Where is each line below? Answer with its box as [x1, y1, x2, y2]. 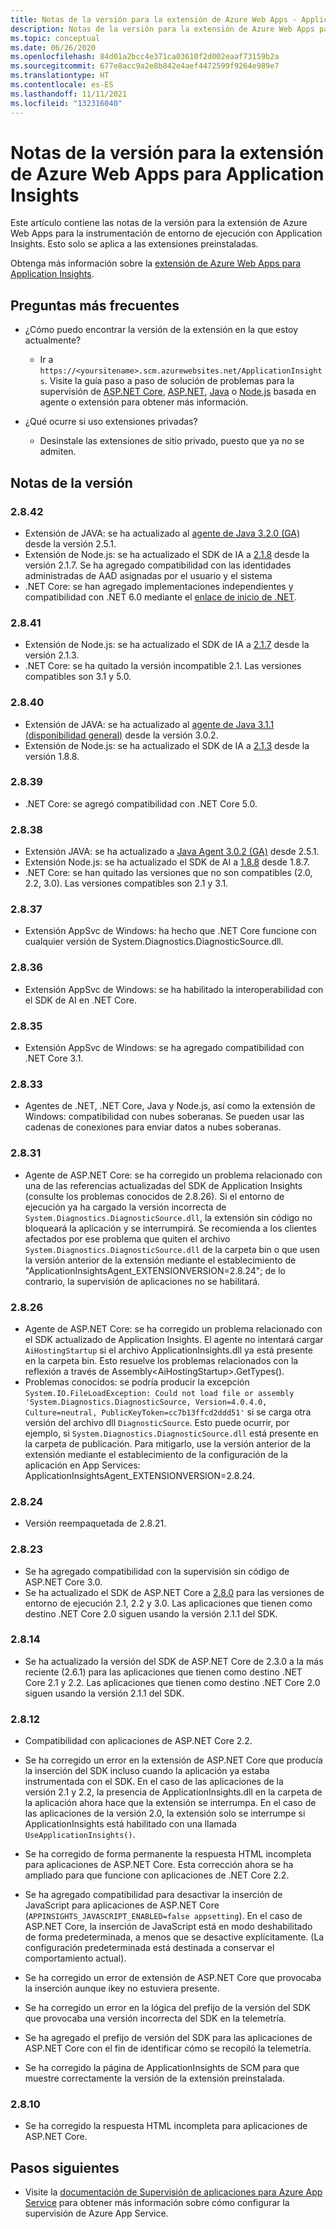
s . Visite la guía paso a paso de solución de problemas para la [39, 375, 295, 387]
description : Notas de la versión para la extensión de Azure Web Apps [10, 24, 315, 34]
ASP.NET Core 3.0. [24, 1576, 103, 1588]
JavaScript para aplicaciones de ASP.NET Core [24, 1899, 220, 1911]
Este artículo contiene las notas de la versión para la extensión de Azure [10, 217, 308, 229]
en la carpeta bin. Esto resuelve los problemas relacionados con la [24, 1354, 299, 1366]
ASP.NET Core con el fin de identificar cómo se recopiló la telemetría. [24, 2042, 312, 2055]
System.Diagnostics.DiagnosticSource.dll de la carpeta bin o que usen [24, 1243, 321, 1255]
